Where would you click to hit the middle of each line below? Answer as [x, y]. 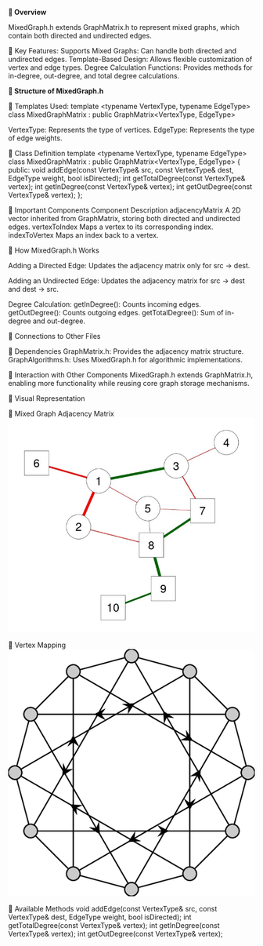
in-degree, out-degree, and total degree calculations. [94, 76]
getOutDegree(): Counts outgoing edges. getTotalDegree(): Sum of [116, 313]
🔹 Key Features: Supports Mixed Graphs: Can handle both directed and [122, 51]
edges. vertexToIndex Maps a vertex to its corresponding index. [111, 227]
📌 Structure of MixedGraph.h [56, 91]
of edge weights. [35, 138]
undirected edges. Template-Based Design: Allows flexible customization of [130, 59]
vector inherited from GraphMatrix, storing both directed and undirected [124, 218]
